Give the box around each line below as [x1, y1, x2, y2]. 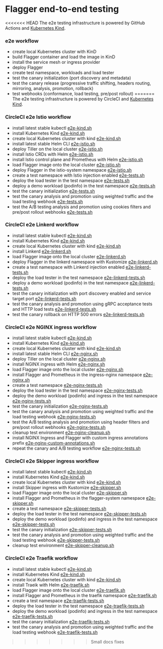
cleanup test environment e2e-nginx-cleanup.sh [12, 429, 111, 436]
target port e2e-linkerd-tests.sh [12, 295, 77, 301]
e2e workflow [5, 37, 39, 44]
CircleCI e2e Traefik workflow [5, 555, 78, 562]
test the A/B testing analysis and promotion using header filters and [12, 419, 149, 425]
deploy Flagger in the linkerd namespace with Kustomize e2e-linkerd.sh [12, 259, 158, 265]
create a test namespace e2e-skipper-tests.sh [12, 506, 107, 511]
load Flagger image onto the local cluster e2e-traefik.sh [12, 587, 126, 593]
